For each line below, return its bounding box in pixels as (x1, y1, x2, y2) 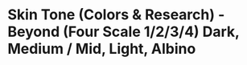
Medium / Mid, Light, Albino (7, 40, 196, 58)
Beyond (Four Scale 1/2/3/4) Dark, (7, 22, 240, 41)
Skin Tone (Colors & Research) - (7, 6, 225, 24)
